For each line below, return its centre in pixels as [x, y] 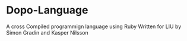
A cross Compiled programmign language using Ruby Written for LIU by [94, 26]
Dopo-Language [47, 10]
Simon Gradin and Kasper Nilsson [47, 32]
